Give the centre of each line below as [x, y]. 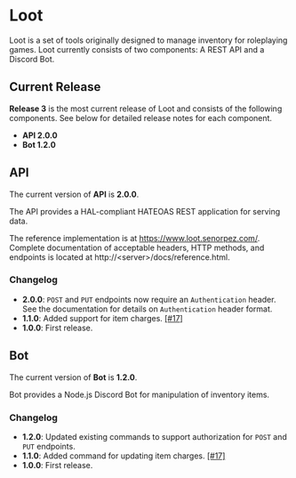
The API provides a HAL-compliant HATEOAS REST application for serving [145, 211]
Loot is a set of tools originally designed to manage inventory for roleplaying [148, 40]
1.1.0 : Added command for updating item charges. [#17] [124, 456]
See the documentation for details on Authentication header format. [147, 309]
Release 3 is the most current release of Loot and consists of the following [146, 109]
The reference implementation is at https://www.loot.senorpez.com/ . [135, 238]
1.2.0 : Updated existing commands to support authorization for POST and [154, 436]
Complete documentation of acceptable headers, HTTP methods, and [137, 247]
